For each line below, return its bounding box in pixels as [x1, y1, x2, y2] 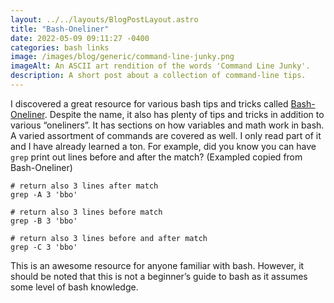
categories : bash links [10, 42, 110, 53]
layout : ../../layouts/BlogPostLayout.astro [10, 14, 199, 25]
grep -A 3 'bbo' [10, 189, 78, 200]
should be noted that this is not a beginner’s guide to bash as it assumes [10, 270, 308, 282]
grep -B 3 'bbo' [10, 216, 78, 226]
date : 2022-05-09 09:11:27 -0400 [10, 33, 150, 43]
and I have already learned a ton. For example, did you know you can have [10, 140, 317, 152]
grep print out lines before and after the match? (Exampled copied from [10, 151, 303, 163]
